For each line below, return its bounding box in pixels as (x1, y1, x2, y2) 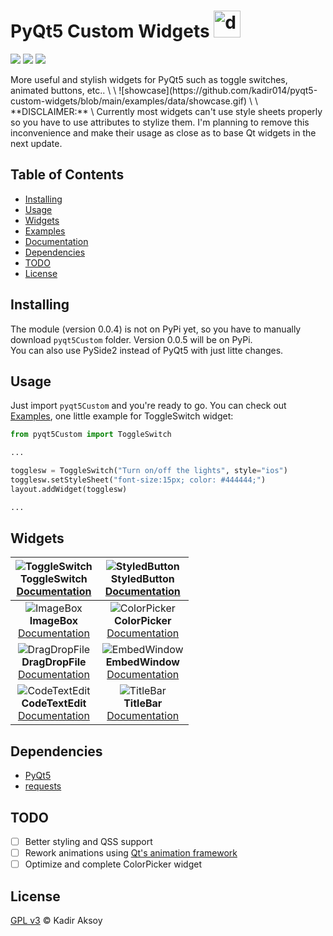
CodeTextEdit (21, 696, 87, 710)
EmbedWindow (105, 655, 180, 669)
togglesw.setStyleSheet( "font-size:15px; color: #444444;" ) (10, 475, 267, 485)
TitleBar (123, 696, 163, 710)
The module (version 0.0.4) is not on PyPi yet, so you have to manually (10, 323, 302, 335)
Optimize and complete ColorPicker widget (24, 858, 202, 870)
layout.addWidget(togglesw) (10, 484, 128, 494)
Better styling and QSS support (24, 836, 153, 848)
